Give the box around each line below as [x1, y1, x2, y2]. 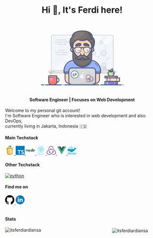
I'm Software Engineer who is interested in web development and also [5, 113, 146, 119]
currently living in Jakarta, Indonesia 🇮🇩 [5, 123, 87, 129]
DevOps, [5, 118, 23, 124]
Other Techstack [5, 161, 40, 167]
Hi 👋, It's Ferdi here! [41, 4, 123, 16]
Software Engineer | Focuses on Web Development [29, 97, 135, 103]
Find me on [5, 184, 28, 190]
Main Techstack [5, 134, 39, 140]
